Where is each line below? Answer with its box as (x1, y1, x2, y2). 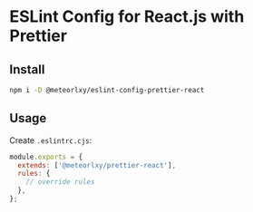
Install (9, 62, 45, 77)
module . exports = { (9, 152, 83, 161)
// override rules (25, 178, 95, 187)
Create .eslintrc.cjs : (9, 134, 92, 146)
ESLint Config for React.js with (9, 6, 245, 27)
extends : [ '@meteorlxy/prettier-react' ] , (17, 160, 177, 169)
